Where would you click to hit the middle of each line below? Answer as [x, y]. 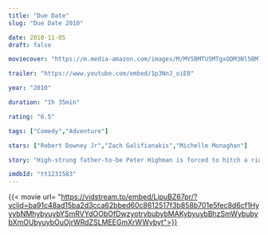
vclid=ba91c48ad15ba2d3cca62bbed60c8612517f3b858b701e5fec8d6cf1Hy [134, 206]
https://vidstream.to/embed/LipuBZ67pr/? [129, 197]
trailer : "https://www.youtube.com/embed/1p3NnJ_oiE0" [101, 74]
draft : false [30, 45]
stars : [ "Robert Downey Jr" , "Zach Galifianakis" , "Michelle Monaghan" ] [128, 145]
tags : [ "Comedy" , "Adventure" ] [59, 131]
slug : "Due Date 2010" [46, 23]
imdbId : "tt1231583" [43, 174]
